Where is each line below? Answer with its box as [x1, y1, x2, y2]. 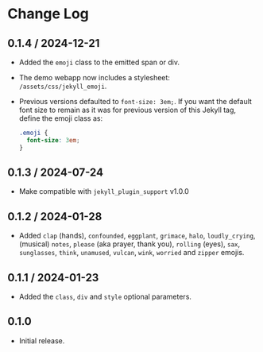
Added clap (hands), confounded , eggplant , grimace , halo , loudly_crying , [18, 231, 256, 241]
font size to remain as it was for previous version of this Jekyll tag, [18, 105, 236, 114]
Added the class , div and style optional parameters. [18, 292, 192, 302]
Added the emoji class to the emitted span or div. [18, 57, 180, 67]
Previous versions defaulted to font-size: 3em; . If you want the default [18, 97, 252, 106]
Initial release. [18, 335, 65, 346]
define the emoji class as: [18, 114, 103, 123]
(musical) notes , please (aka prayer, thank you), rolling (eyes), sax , [18, 239, 241, 249]
